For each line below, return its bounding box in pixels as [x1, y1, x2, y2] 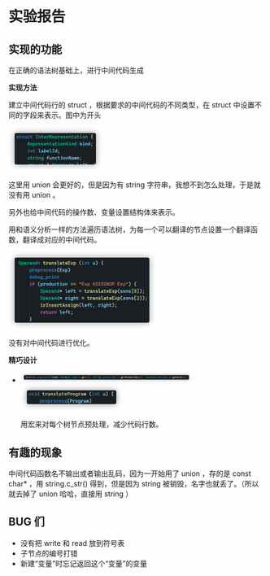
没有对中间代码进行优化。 [8, 338, 94, 348]
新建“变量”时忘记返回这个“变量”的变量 [20, 558, 148, 568]
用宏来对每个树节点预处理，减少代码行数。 [20, 420, 163, 430]
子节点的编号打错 [20, 548, 78, 558]
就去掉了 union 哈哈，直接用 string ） [8, 489, 133, 499]
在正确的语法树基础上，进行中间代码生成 [8, 66, 144, 75]
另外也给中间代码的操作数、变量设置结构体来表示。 [8, 207, 180, 216]
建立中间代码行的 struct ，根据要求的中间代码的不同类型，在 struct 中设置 [8, 100, 255, 110]
